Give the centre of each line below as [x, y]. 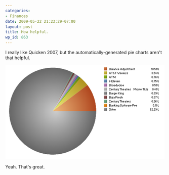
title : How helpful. [27, 32]
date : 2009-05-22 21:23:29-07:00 [40, 21]
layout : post [19, 27]
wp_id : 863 [17, 37]
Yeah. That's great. [25, 167]
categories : [18, 11]
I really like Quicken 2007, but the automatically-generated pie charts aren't [83, 52]
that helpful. [18, 58]
